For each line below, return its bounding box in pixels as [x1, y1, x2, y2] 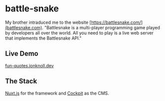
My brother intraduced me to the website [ [5, 19, 91, 25]
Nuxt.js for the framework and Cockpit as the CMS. [5, 90, 110, 96]
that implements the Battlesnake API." [5, 35, 82, 41]
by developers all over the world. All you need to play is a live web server [5, 30, 154, 36]
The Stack [5, 77, 37, 86]
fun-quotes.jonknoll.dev [5, 62, 54, 68]
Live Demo [5, 50, 39, 58]
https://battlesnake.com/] [91, 19, 143, 25]
